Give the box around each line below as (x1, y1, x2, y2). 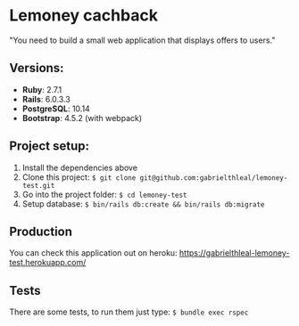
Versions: (9, 61, 64, 76)
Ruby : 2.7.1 (21, 84, 62, 94)
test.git (21, 181, 55, 190)
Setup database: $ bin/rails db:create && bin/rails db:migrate (21, 198, 265, 209)
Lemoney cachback (9, 5, 159, 26)
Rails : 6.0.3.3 (21, 94, 71, 104)
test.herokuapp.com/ (9, 257, 87, 268)
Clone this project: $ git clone (21, 171, 137, 183)
